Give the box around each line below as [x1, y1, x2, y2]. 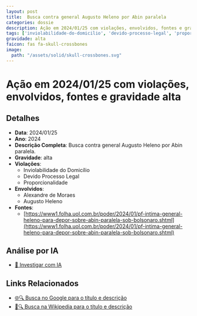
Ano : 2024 [14, 135, 41, 142]
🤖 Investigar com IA [14, 261, 62, 268]
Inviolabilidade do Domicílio [23, 166, 90, 173]
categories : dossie [6, 19, 54, 25]
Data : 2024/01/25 [14, 129, 57, 136]
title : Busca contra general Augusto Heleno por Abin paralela [6, 14, 167, 20]
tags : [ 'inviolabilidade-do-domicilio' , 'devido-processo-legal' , [6, 31, 172, 36]
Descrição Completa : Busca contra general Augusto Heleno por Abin [14, 142, 183, 149]
